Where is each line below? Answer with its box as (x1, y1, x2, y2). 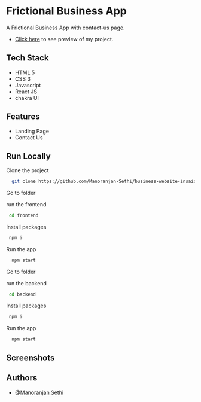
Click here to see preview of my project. (14, 35, 114, 42)
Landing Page (14, 127, 50, 135)
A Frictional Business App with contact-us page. (6, 24, 125, 31)
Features (6, 112, 40, 122)
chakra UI (14, 94, 39, 101)
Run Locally (6, 151, 51, 161)
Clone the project (6, 167, 49, 174)
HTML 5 (14, 69, 35, 76)
